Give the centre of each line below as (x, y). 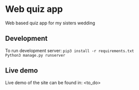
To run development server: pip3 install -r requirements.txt (69, 50)
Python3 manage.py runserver (35, 55)
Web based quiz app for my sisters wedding (50, 23)
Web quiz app (34, 9)
